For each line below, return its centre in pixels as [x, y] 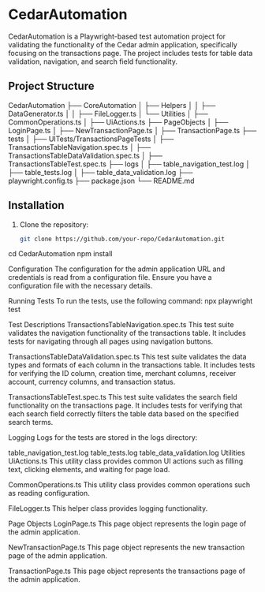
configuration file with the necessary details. [80, 286]
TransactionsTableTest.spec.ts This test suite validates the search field [123, 397]
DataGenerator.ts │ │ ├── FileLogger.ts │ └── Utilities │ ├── [108, 114]
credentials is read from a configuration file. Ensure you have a [110, 277]
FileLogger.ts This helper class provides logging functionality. [108, 508]
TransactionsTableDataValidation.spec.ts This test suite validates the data [127, 357]
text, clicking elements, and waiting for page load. [89, 470]
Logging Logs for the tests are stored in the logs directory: [103, 437]
